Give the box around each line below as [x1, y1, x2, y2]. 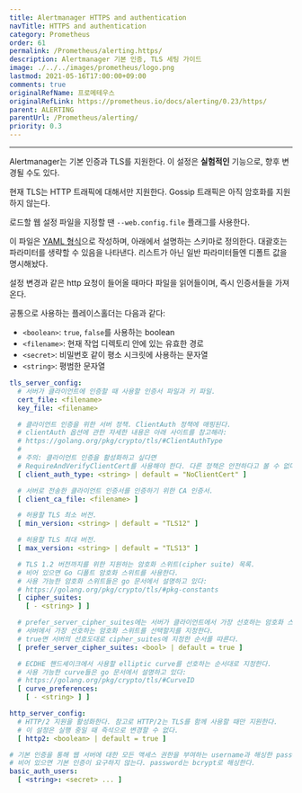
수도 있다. [25, 167, 60, 178]
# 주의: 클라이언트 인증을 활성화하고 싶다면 [17, 453, 157, 462]
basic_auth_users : [9, 767, 78, 776]
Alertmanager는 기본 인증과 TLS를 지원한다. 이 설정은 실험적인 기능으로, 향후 [9, 156, 280, 166]
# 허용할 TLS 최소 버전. [17, 511, 97, 520]
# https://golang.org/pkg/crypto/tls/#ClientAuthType [17, 437, 223, 446]
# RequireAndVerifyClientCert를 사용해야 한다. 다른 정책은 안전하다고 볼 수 [17, 461, 280, 470]
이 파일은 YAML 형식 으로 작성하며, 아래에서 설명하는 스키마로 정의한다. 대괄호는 [9, 236, 288, 246]
